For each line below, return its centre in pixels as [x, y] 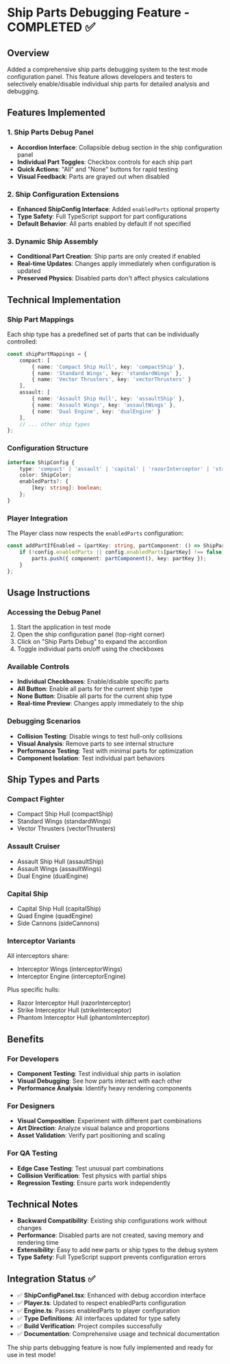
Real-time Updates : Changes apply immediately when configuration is [116, 264]
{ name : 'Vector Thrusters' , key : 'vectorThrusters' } [112, 380]
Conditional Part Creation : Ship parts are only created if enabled [108, 256]
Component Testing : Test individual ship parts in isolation [99, 1073]
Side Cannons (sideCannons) [58, 923]
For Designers [31, 1105]
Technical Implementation [64, 300]
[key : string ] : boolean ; [67, 488]
